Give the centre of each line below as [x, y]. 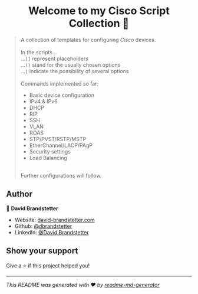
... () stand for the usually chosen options [70, 65]
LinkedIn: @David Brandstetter [52, 232]
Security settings [50, 151]
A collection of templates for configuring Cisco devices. [88, 40]
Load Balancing [48, 158]
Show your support [42, 251]
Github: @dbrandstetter [43, 226]
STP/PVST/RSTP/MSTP [58, 139]
